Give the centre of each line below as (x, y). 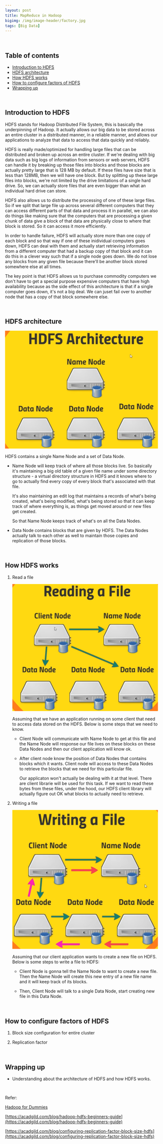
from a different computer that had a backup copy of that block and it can (79, 251)
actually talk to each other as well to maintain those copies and (75, 535)
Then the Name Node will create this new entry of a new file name (85, 976)
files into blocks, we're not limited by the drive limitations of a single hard (78, 180)
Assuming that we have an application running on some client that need (83, 719)
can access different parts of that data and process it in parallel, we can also (81, 210)
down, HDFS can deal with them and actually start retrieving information (77, 246)
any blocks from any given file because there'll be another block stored (76, 261)
